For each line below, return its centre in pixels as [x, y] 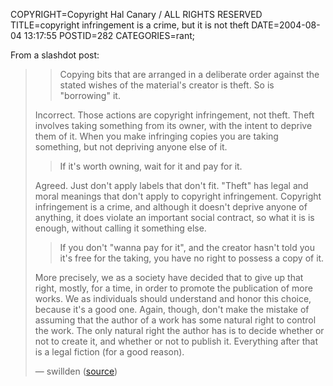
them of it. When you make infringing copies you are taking [156, 136]
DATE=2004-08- [286, 25]
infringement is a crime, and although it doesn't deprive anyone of [171, 207]
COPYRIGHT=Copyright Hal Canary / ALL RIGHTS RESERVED [136, 14]
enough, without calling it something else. [120, 228]
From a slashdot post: [55, 55]
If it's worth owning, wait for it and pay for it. [151, 166]
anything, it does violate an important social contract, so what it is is [174, 217]
